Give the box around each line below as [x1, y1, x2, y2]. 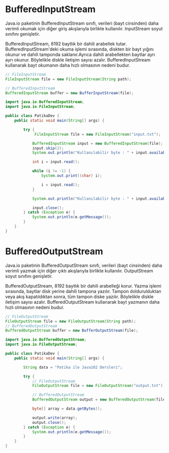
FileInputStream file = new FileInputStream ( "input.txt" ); [34, 132, 161, 137]
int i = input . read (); [32, 159, 80, 164]
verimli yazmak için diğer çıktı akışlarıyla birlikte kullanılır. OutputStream [5, 267, 153, 273]
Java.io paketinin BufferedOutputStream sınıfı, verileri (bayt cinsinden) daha [5, 262, 162, 268]
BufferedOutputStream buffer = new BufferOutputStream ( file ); [5, 328, 138, 333]
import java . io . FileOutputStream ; [5, 342, 78, 347]
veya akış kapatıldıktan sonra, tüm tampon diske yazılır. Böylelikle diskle [5, 294, 154, 300]
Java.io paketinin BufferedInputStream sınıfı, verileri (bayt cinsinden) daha [5, 20, 159, 26]
